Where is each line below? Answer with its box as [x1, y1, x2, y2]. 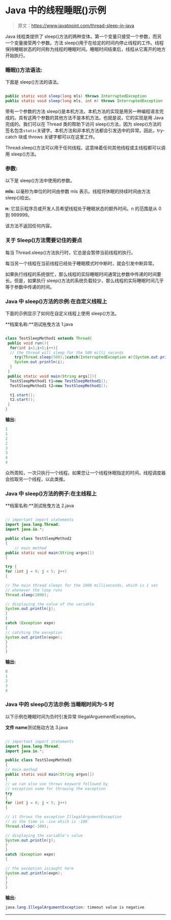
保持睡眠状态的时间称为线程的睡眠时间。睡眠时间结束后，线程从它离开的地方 [5, 46, 166, 52]
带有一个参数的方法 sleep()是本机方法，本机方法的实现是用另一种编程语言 [5, 108, 159, 114]
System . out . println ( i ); [14, 360, 65, 365]
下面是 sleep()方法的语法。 [5, 79, 62, 85]
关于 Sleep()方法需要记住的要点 [5, 237, 82, 244]
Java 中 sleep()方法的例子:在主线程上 [5, 490, 97, 497]
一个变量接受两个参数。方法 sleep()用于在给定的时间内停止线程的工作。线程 [5, 39, 164, 46]
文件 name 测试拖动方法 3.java [5, 724, 68, 730]
